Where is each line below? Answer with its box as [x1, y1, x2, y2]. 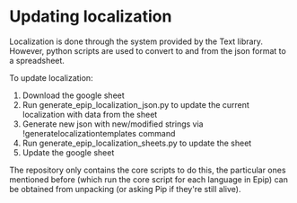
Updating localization [9, 6, 172, 27]
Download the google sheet [22, 90, 126, 101]
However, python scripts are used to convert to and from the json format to [9, 45, 287, 56]
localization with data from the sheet [22, 109, 158, 119]
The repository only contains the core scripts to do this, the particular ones [9, 164, 286, 175]
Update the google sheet [22, 146, 115, 158]
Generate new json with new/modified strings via [22, 119, 204, 129]
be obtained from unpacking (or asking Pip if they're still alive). [9, 183, 241, 194]
